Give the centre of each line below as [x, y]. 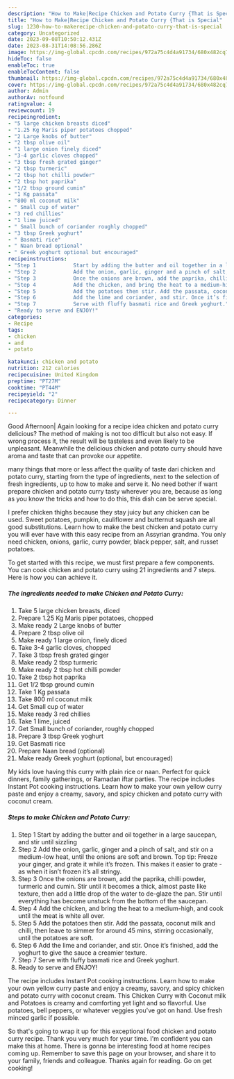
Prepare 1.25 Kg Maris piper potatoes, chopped [85, 618]
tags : [16, 330]
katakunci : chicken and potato [53, 362]
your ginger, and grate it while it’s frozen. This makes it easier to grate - [120, 864]
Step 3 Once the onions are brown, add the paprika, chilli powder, [112, 879]
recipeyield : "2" [33, 394]
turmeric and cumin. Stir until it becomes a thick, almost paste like [112, 887]
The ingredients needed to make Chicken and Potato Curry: [95, 593]
